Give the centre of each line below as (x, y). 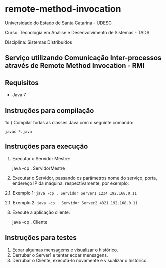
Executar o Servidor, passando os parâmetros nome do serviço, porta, (84, 178)
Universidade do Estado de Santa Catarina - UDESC (59, 23)
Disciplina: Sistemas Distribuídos (39, 42)
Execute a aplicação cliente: (41, 212)
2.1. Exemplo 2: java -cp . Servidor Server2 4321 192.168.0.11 (72, 202)
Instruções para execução (47, 147)
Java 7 (19, 95)
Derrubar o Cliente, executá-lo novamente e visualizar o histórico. (80, 260)
